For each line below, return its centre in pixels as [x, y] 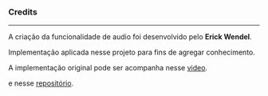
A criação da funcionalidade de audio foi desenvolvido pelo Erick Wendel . [130, 37]
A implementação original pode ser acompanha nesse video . [108, 68]
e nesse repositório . [41, 83]
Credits [23, 12]
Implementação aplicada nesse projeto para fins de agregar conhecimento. [132, 52]
